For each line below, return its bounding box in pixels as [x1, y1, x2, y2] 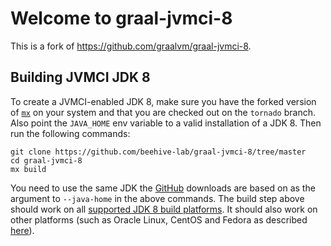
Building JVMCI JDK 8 [10, 69, 151, 86]
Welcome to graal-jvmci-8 [10, 7, 233, 30]
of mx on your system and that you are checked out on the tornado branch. [10, 106, 316, 118]
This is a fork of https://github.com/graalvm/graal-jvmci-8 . [10, 40, 252, 52]
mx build [10, 164, 47, 174]
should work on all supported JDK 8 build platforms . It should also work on [10, 203, 318, 215]
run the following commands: [10, 127, 131, 139]
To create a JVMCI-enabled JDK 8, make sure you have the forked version [10, 95, 317, 107]
